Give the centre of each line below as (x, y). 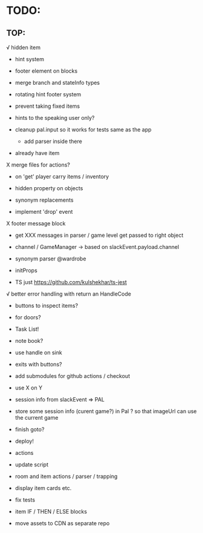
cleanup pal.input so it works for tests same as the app (83, 130)
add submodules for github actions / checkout (72, 376)
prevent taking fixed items (47, 106)
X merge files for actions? (38, 165)
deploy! (24, 441)
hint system (29, 59)
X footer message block (36, 223)
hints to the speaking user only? (55, 118)
